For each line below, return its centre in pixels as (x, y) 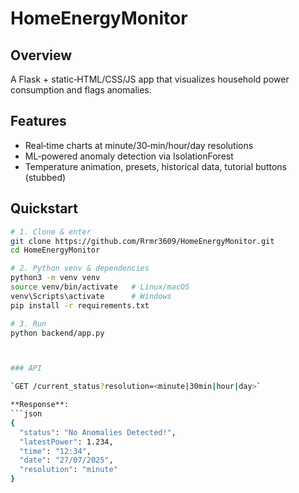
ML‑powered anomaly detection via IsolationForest (129, 156)
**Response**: (40, 405)
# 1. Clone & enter (51, 232)
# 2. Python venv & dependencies (80, 268)
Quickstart (44, 208)
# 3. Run (28, 323)
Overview (41, 55)
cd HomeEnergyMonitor (55, 250)
